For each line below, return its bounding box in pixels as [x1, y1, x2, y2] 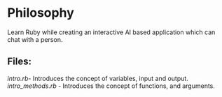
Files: [7, 56, 32, 68]
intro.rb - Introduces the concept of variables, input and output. [7, 74, 189, 82]
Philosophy [7, 5, 75, 21]
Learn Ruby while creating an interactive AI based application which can [7, 28, 216, 36]
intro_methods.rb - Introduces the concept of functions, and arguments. [7, 82, 216, 90]
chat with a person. [7, 35, 63, 43]
